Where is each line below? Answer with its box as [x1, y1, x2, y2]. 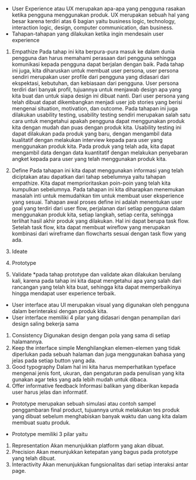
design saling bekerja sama [11, 320, 79, 327]
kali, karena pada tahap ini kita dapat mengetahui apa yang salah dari [11, 277, 182, 284]
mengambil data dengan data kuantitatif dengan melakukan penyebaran [11, 149, 188, 156]
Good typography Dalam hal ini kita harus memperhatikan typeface [11, 364, 176, 370]
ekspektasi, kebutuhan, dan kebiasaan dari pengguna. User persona [11, 80, 179, 87]
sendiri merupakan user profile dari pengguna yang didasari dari [11, 74, 170, 80]
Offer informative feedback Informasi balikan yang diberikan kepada [11, 383, 179, 389]
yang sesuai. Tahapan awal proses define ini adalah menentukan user [11, 198, 183, 206]
